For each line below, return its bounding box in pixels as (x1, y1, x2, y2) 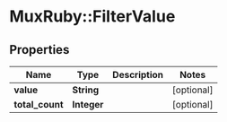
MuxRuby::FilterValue (9, 6, 176, 27)
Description (111, 69, 164, 81)
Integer (72, 99, 104, 110)
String (72, 83, 100, 96)
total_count (13, 99, 64, 110)
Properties (9, 42, 70, 57)
